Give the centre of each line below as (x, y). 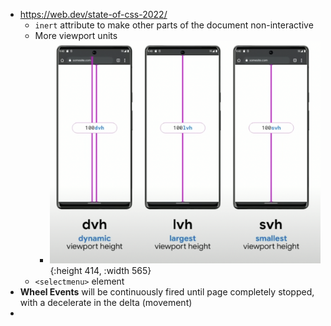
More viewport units (76, 35)
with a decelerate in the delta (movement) (106, 302)
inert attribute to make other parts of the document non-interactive (174, 25)
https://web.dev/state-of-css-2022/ (93, 14)
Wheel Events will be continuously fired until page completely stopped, (167, 291)
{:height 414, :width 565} (100, 270)
